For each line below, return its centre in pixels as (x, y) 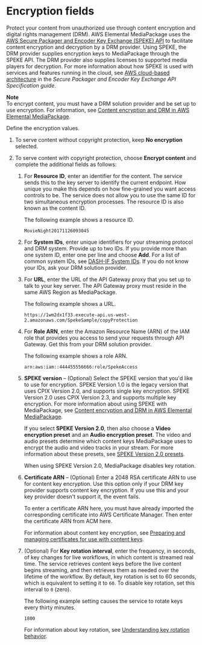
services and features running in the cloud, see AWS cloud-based (88, 72)
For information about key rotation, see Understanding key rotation (107, 629)
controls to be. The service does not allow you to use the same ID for (110, 195)
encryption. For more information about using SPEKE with (95, 404)
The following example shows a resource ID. (79, 220)
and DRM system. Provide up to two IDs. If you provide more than (105, 248)
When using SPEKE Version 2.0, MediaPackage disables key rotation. (110, 465)
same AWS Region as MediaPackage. (71, 292)
